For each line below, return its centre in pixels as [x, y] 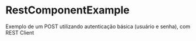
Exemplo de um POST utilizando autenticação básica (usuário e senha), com [98, 26]
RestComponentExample [67, 10]
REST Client [20, 32]
